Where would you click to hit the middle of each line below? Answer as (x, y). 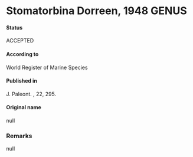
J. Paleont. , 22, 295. (31, 94)
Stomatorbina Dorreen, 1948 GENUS (97, 11)
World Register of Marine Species (47, 67)
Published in (22, 81)
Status (14, 27)
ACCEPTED (20, 41)
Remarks (19, 136)
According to (22, 54)
